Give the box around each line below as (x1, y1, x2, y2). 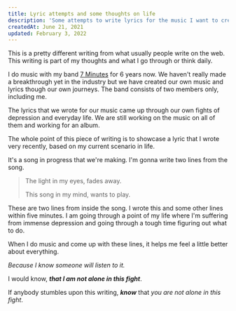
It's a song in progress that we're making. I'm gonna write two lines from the (8, 156, 228, 164)
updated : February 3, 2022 (8, 29, 87, 37)
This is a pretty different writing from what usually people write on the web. (8, 49, 225, 58)
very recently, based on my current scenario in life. (8, 142, 155, 151)
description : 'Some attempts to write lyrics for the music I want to (8, 17, 218, 24)
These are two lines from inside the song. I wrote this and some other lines (8, 204, 223, 213)
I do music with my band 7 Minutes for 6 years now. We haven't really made (8, 70, 226, 79)
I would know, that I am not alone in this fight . (8, 274, 142, 283)
